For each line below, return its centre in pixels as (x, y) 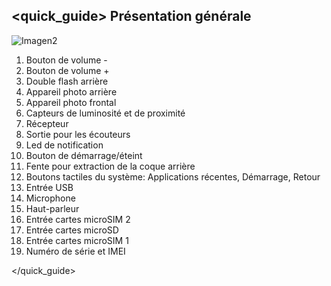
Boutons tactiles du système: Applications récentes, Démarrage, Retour (173, 176)
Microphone (50, 198)
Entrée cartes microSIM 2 (78, 219)
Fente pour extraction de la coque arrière (110, 166)
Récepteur (47, 123)
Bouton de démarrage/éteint (84, 155)
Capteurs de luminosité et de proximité (105, 113)
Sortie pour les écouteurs (78, 134)
